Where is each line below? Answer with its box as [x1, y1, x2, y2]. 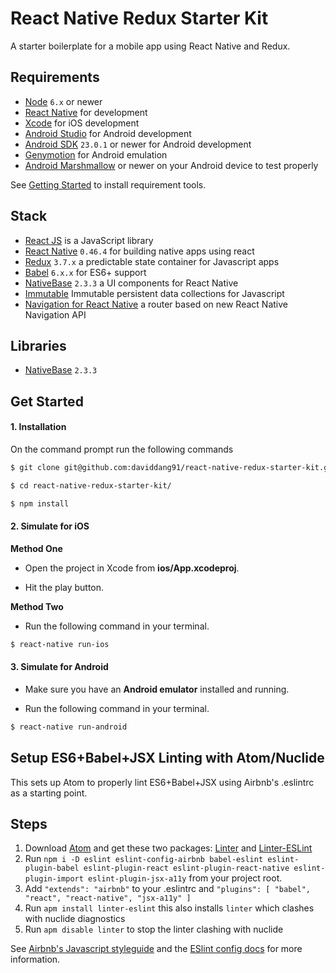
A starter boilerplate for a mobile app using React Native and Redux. [10, 40, 291, 52]
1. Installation [10, 421, 67, 433]
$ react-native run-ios [10, 639, 110, 649]
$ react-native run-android [10, 722, 128, 732]
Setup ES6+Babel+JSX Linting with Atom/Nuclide [10, 750, 325, 767]
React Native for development [24, 106, 148, 118]
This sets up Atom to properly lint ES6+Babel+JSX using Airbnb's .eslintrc [10, 776, 315, 788]
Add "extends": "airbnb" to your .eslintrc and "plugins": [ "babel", [24, 883, 311, 895]
